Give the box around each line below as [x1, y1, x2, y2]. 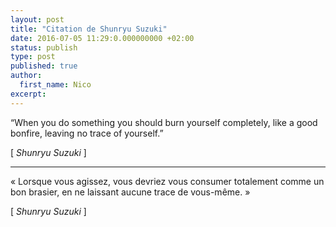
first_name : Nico [19, 80, 92, 90]
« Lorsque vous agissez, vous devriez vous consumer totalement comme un [10, 175, 325, 187]
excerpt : [10, 89, 47, 99]
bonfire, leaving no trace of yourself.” [10, 127, 164, 139]
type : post [10, 52, 56, 62]
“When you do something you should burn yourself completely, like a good [10, 116, 318, 128]
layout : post [10, 14, 65, 25]
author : [10, 71, 43, 81]
